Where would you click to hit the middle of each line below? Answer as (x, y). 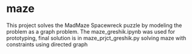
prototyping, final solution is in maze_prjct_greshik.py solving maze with (96, 38)
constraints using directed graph (47, 44)
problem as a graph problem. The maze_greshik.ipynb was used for (91, 31)
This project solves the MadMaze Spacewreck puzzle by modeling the (94, 25)
